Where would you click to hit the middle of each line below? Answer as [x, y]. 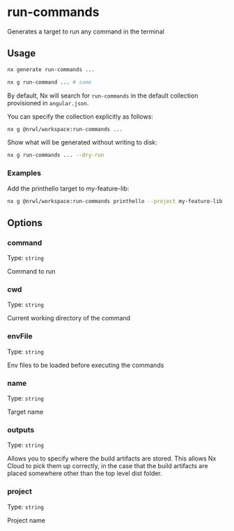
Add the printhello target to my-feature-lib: [68, 188]
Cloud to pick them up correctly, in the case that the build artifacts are [108, 466]
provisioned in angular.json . [48, 103]
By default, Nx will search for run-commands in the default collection [103, 96]
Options [25, 223]
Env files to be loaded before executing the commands [86, 365]
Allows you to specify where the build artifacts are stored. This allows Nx [112, 458]
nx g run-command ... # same [49, 82]
